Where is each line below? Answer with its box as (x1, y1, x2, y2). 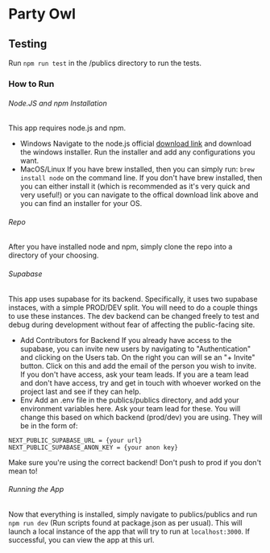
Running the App (8, 485, 64, 494)
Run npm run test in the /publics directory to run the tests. (8, 58, 202, 68)
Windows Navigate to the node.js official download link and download (19, 138, 252, 149)
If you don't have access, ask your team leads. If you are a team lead (19, 369, 249, 379)
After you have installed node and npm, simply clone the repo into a (8, 242, 233, 252)
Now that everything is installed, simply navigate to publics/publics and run (8, 509, 258, 519)
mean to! (8, 466, 38, 476)
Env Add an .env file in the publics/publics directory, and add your (19, 395, 239, 405)
